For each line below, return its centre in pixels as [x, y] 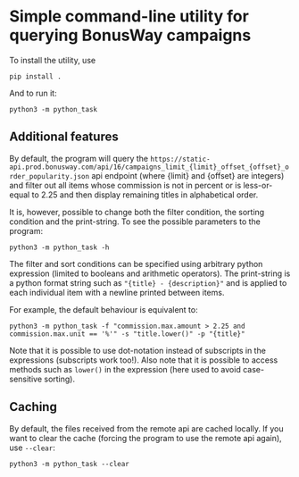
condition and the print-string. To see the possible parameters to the [135, 222]
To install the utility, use [53, 60]
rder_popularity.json [50, 176]
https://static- [181, 159]
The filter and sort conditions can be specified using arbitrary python [136, 264]
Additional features [64, 137]
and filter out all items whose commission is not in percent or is [125, 185]
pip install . [36, 76]
